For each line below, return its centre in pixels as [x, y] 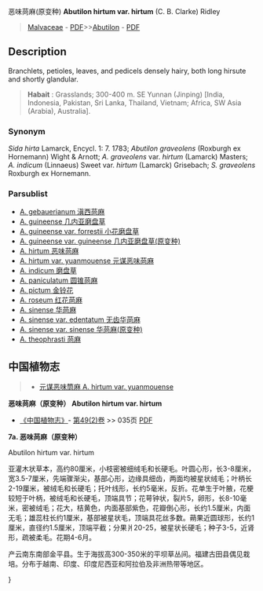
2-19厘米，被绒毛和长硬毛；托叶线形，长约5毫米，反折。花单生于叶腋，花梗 [131, 488]
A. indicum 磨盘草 [48, 271]
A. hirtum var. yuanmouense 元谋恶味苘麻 [87, 261]
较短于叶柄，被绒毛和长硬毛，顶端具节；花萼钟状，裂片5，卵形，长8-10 [124, 498]
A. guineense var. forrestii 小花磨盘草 [79, 232]
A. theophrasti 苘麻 [50, 339]
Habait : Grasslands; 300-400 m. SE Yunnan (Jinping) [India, [126, 94]
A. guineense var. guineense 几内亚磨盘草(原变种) [100, 241]
